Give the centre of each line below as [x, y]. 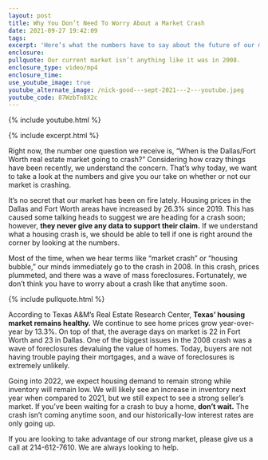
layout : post [30, 16]
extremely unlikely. [39, 366]
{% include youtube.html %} [55, 120]
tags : [17, 38]
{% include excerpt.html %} [54, 136]
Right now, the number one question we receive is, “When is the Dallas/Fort [132, 151]
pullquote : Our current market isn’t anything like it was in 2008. [124, 61]
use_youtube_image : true [49, 82]
